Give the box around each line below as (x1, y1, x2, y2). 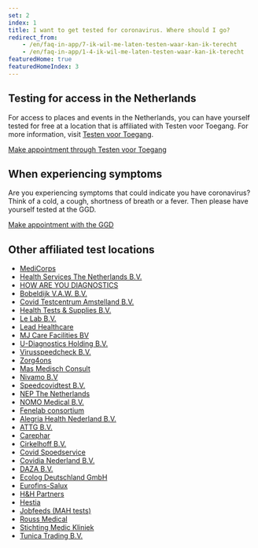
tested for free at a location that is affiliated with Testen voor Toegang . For (8, 121, 249, 131)
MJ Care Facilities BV (19, 331, 89, 340)
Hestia (19, 498, 41, 507)
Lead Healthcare (19, 322, 74, 332)
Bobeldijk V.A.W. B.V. (19, 289, 88, 299)
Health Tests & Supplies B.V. (19, 306, 112, 315)
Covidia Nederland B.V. (19, 456, 95, 465)
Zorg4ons (19, 355, 52, 366)
